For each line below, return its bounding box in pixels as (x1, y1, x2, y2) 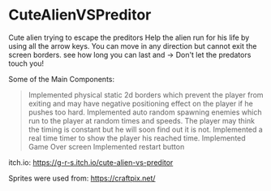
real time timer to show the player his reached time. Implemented (28, 132, 246, 143)
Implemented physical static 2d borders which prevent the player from (28, 89, 264, 99)
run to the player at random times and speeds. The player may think (28, 115, 256, 125)
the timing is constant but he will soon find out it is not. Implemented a (28, 124, 264, 134)
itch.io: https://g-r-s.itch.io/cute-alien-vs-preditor (8, 157, 174, 167)
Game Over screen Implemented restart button (28, 141, 185, 151)
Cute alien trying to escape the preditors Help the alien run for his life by (8, 33, 250, 42)
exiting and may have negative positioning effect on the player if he (28, 98, 253, 108)
